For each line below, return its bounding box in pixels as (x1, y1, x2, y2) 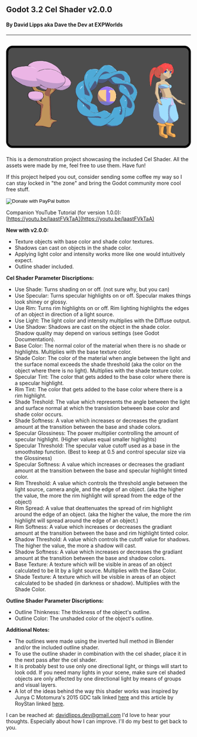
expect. (14, 257, 33, 264)
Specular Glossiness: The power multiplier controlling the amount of (14, 429, 179, 437)
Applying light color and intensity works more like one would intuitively (14, 251, 185, 258)
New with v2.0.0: (6, 226, 49, 234)
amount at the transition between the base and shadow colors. (14, 555, 166, 562)
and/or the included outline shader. (14, 644, 100, 651)
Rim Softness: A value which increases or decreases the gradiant (14, 523, 172, 531)
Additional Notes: (6, 626, 50, 633)
